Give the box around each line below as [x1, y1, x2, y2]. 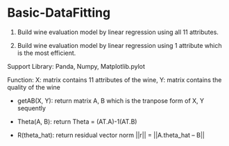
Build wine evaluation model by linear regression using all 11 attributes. [17, 28, 219, 36]
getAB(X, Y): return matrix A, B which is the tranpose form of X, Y [17, 96, 205, 105]
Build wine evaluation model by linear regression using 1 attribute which [17, 41, 222, 49]
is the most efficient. [17, 49, 76, 57]
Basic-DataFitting [7, 5, 111, 21]
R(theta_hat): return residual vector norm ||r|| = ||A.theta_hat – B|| [17, 131, 205, 139]
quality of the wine [7, 83, 60, 91]
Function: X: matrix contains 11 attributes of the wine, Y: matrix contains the [7, 75, 222, 84]
